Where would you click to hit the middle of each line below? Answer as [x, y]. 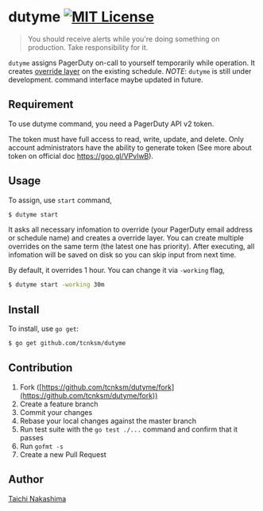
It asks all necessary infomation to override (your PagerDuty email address [130, 229]
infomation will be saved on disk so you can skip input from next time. [122, 255]
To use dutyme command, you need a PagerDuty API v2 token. [111, 124]
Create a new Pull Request [63, 454]
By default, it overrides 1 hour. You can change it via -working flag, [116, 271]
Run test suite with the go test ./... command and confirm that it [129, 429]
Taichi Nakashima [37, 498]
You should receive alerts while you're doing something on [124, 39]
